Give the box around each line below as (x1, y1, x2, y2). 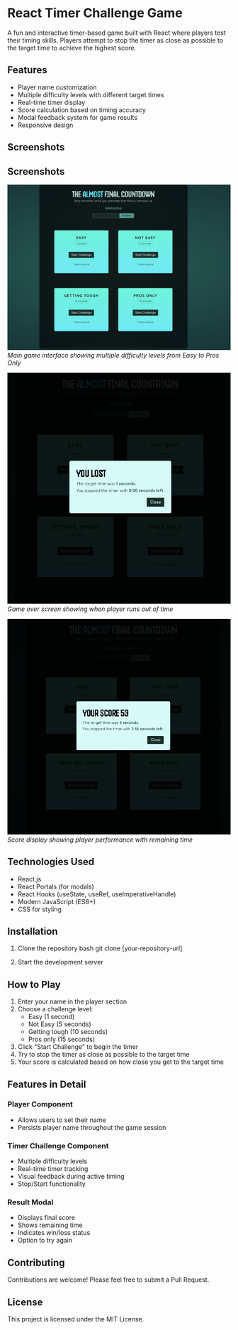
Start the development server (17, 958, 104, 967)
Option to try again (17, 1236, 73, 1245)
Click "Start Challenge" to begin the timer (17, 1043, 139, 1051)
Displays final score (17, 1214, 76, 1222)
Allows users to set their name (17, 1116, 106, 1124)
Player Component (7, 1099, 73, 1109)
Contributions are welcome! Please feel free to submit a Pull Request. (7, 1275, 210, 1284)
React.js (17, 874, 42, 883)
